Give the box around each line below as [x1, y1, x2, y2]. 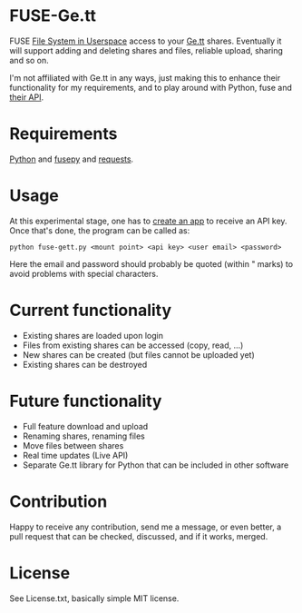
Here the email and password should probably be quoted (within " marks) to [9, 258, 293, 269]
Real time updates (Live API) [22, 450, 129, 460]
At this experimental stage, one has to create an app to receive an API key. [9, 215, 287, 226]
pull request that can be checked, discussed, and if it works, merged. [9, 530, 268, 541]
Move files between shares [22, 440, 124, 450]
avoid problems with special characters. [9, 268, 159, 279]
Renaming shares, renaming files [22, 430, 145, 441]
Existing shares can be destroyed [22, 359, 148, 370]
